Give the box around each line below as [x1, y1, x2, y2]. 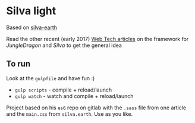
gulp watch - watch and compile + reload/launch [14, 92, 134, 99]
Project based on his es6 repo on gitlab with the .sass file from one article [6, 104, 186, 111]
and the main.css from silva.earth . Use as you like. [6, 110, 133, 117]
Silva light [6, 4, 56, 18]
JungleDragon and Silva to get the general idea [6, 42, 122, 49]
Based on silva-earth [6, 24, 58, 31]
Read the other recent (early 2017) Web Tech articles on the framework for [6, 35, 189, 42]
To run [6, 59, 31, 69]
